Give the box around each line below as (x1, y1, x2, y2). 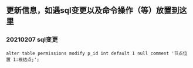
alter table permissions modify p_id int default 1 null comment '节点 (6, 50, 183, 56)
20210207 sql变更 (6, 36, 58, 44)
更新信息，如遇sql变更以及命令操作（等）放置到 (6, 5, 180, 16)
